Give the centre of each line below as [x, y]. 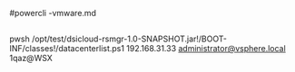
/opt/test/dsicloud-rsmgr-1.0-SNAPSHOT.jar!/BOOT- [129, 39]
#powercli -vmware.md [53, 13]
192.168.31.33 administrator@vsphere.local [206, 49]
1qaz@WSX [31, 58]
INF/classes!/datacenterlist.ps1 [67, 49]
